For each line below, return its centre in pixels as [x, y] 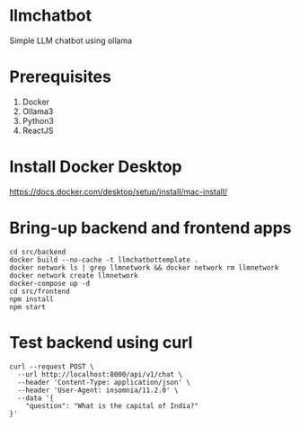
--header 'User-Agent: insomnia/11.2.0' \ [98, 390]
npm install [31, 299]
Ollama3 [38, 111]
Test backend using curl [101, 342]
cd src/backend [38, 252]
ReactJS [38, 130]
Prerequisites [61, 77]
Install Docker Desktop [96, 167]
